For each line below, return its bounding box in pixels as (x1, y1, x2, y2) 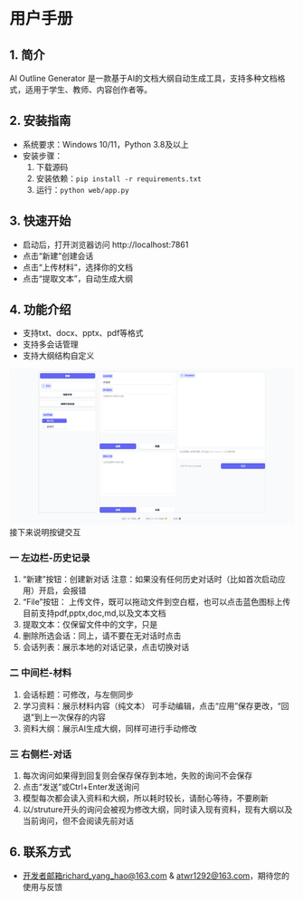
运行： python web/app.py (35, 184, 129, 195)
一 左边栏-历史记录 (9, 551, 90, 564)
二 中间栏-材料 (9, 666, 72, 679)
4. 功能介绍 (9, 302, 71, 318)
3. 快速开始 (9, 214, 71, 229)
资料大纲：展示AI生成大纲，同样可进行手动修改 (22, 723, 197, 733)
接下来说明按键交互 (9, 527, 81, 538)
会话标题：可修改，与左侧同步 (22, 689, 134, 700)
